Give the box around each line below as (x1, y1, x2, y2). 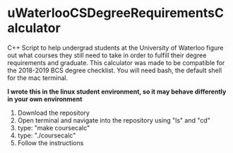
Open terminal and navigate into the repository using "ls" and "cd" (17, 115, 210, 125)
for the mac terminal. (7, 73, 68, 82)
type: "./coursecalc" (17, 131, 76, 140)
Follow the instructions (17, 138, 84, 147)
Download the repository (17, 108, 90, 117)
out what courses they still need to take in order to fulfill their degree (7, 51, 207, 59)
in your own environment (7, 94, 83, 103)
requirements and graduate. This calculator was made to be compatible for (7, 58, 225, 67)
